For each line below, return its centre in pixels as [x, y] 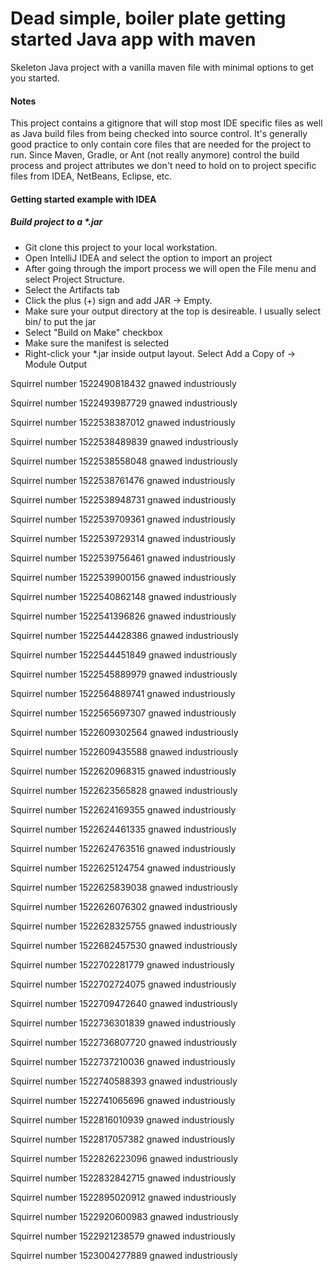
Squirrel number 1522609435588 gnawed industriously [124, 751]
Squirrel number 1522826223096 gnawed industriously [124, 1158]
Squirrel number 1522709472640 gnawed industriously [124, 1003]
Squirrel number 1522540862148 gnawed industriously [123, 596]
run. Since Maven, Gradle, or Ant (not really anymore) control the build [155, 155]
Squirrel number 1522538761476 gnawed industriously [123, 480]
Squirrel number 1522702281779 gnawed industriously [122, 964]
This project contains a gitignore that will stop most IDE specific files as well [166, 123]
